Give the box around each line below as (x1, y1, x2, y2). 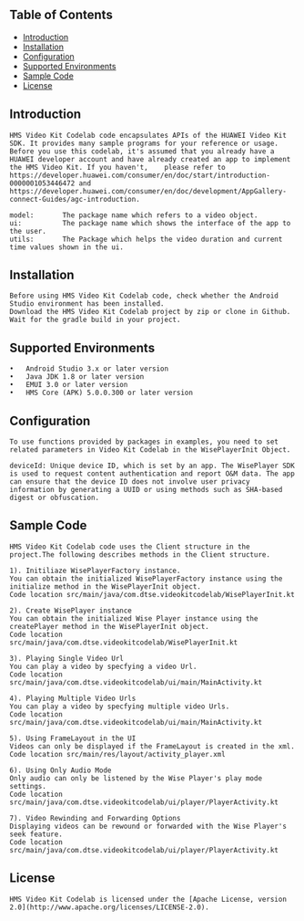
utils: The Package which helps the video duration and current (9, 235, 283, 244)
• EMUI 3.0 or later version (9, 381, 128, 390)
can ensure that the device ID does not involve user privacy (9, 477, 250, 487)
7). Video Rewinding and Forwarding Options (9, 813, 181, 822)
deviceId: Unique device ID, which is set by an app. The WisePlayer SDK (9, 461, 296, 471)
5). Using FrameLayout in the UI (9, 734, 137, 743)
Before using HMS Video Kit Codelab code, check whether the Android (9, 291, 279, 300)
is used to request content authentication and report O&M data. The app (9, 469, 296, 478)
